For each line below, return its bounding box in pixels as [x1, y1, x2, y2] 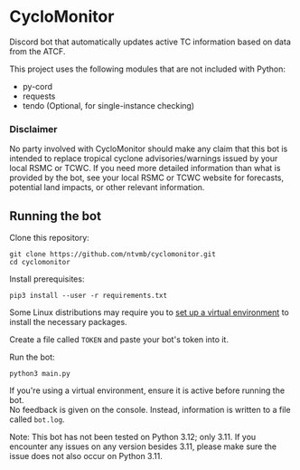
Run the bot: [9, 351, 56, 363]
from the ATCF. [9, 45, 66, 56]
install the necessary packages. [9, 317, 128, 328]
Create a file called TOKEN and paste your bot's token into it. [9, 334, 229, 345]
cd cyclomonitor [9, 258, 70, 267]
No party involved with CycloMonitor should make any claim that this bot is [9, 143, 288, 155]
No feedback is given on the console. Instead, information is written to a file [9, 405, 291, 416]
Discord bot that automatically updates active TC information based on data [9, 36, 291, 47]
